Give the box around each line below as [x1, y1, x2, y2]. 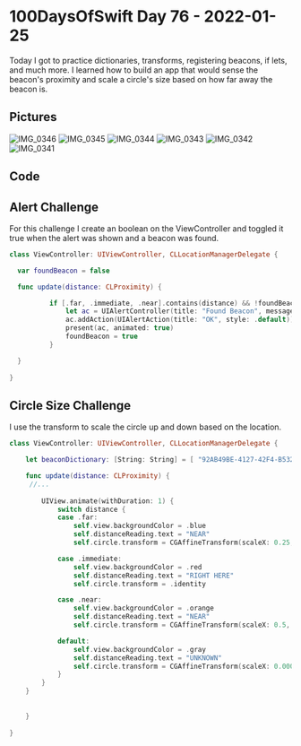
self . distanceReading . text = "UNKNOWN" [73, 653, 222, 663]
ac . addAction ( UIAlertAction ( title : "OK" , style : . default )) [65, 316, 295, 325]
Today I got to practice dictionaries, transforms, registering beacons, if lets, [9, 55, 288, 65]
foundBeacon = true [65, 332, 139, 342]
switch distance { [56, 505, 126, 514]
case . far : [56, 513, 99, 522]
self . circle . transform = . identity [73, 579, 206, 588]
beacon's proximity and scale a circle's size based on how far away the [9, 74, 273, 84]
